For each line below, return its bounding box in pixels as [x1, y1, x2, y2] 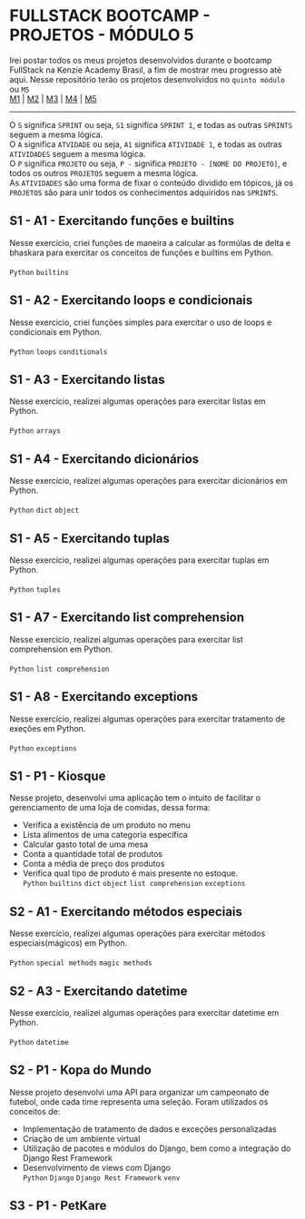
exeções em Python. [9, 723, 86, 733]
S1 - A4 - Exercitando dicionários [9, 451, 200, 467]
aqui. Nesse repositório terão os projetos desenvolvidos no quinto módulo [9, 74, 286, 84]
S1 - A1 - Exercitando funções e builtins [9, 213, 234, 229]
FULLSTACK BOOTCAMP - [9, 5, 211, 26]
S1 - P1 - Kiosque [9, 769, 106, 784]
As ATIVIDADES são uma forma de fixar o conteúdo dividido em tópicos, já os [9, 177, 293, 188]
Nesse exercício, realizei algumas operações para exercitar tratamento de [9, 713, 286, 724]
